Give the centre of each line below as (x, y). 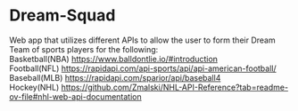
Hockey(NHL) (34, 87)
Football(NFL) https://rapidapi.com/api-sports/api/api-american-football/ (143, 68)
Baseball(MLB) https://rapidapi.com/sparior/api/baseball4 (115, 77)
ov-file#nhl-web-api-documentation (75, 96)
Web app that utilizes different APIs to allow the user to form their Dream (142, 40)
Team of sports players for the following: (84, 49)
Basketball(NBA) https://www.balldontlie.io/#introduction (114, 59)
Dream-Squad (62, 16)
